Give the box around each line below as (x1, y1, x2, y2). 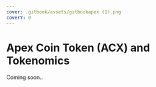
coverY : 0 (6, 15, 32, 21)
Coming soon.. (6, 74, 43, 81)
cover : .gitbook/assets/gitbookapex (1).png (6, 9, 121, 15)
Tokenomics (6, 54, 70, 68)
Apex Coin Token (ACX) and (6, 41, 151, 55)
